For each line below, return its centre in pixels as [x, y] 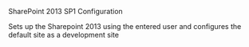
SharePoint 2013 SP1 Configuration [66, 11]
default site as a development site [64, 35]
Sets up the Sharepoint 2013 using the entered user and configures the [125, 26]
